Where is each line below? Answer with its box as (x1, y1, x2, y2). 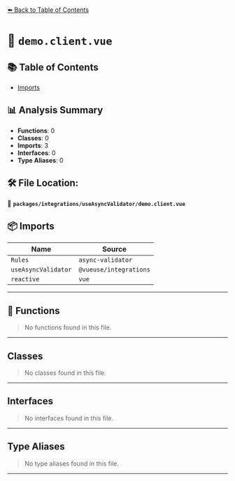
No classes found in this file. (24, 369, 106, 377)
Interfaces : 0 (17, 149, 56, 157)
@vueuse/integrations (78, 266, 150, 274)
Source (102, 244, 127, 254)
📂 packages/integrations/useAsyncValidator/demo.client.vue (7, 199, 185, 207)
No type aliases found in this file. (24, 459, 120, 468)
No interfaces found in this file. (24, 414, 114, 422)
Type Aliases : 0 (17, 156, 64, 164)
